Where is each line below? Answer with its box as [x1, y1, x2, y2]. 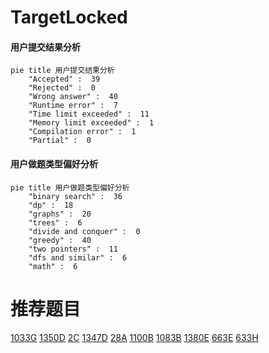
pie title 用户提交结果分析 [10, 66, 115, 76]
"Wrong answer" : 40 [28, 92, 118, 102]
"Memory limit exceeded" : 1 [28, 118, 155, 128]
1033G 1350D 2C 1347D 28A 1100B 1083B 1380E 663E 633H [10, 331, 259, 343]
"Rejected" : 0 [28, 83, 97, 93]
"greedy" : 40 [28, 235, 92, 245]
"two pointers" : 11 [28, 244, 118, 254]
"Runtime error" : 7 [28, 101, 118, 111]
